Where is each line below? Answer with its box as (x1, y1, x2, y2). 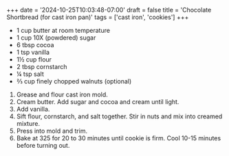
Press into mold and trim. (16, 127, 87, 135)
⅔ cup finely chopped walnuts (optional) (16, 77, 132, 85)
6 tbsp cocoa (16, 41, 54, 49)
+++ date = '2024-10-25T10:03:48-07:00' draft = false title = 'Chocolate (6, 6, 212, 14)
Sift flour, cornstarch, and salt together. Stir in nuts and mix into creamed (16, 112, 223, 120)
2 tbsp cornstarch (16, 63, 67, 70)
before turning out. (16, 142, 70, 149)
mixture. (16, 120, 41, 127)
